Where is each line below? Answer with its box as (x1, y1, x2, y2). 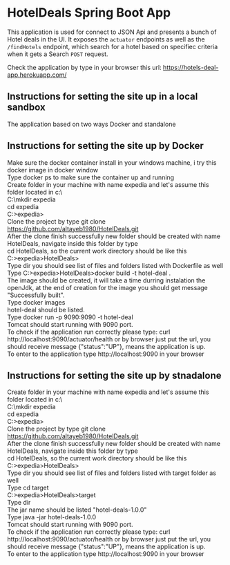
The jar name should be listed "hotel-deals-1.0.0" (7, 505, 147, 514)
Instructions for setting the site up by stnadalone (7, 369, 222, 382)
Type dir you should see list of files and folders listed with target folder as (7, 469, 216, 477)
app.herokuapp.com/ (7, 71, 67, 79)
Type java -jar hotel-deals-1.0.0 (7, 513, 97, 521)
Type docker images (7, 298, 66, 306)
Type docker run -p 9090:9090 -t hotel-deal (7, 313, 133, 321)
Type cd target (7, 483, 50, 492)
